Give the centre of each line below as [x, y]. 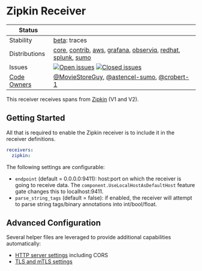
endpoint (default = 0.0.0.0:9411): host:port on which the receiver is [98, 179]
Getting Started [36, 118]
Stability [21, 40]
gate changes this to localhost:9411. [59, 191]
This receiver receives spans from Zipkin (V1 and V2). [73, 99]
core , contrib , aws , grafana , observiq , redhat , [117, 50]
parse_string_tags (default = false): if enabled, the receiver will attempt [103, 198]
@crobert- [174, 77]
